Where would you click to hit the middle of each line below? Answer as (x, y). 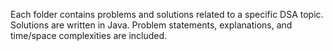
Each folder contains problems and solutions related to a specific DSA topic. (167, 14)
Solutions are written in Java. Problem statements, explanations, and (151, 25)
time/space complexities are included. (89, 35)
